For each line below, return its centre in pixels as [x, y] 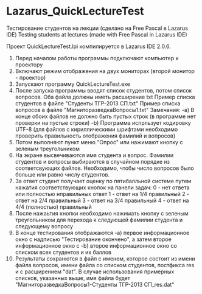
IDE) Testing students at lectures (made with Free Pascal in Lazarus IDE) [97, 34]
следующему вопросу [44, 226]
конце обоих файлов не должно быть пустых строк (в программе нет [106, 116]
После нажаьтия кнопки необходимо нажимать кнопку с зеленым [102, 213]
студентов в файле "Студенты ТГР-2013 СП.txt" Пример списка [98, 103]
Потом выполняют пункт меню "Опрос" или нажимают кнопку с [99, 142]
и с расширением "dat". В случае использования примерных [95, 271]
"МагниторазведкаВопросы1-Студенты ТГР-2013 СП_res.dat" [95, 284]
